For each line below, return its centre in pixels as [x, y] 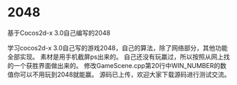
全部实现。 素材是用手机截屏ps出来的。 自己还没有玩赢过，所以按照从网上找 [118, 57]
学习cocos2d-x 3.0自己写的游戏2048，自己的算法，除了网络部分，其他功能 [117, 47]
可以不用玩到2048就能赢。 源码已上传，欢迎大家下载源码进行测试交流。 [125, 74]
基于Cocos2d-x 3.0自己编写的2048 [59, 33]
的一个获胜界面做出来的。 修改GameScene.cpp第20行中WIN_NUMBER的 [114, 65]
